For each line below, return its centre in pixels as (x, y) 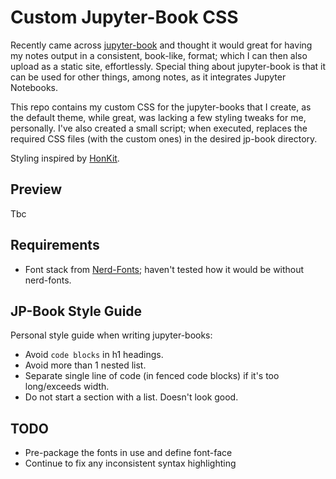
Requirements (55, 245)
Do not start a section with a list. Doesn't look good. (131, 397)
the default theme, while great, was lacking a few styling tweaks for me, (158, 117)
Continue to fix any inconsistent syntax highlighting (130, 463)
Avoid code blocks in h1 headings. (94, 355)
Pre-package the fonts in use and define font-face (128, 453)
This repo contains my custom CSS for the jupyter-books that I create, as (161, 107)
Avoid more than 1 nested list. (85, 365)
